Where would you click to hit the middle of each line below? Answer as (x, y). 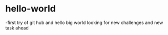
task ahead (17, 27)
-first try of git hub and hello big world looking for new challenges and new (84, 22)
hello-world (31, 9)
